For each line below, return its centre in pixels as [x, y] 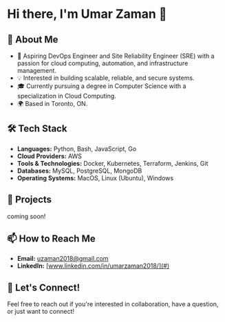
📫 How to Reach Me [51, 239]
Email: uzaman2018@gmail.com [63, 259]
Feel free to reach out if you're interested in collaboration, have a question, [113, 304]
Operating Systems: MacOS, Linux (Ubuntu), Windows [95, 178]
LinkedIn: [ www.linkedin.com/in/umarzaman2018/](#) [93, 266]
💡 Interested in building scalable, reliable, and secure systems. [106, 78]
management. [37, 71]
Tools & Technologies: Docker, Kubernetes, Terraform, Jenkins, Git [112, 163]
